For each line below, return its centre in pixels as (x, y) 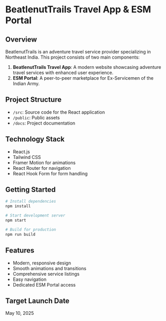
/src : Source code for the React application (59, 112)
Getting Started (31, 190)
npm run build (21, 234)
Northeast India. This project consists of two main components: (72, 57)
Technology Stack (35, 139)
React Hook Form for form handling (50, 173)
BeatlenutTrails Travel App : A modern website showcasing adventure (87, 67)
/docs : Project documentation (44, 123)
